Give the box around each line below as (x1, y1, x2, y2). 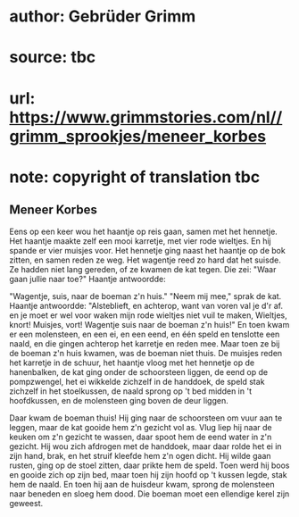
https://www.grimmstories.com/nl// (9, 107, 283, 127)
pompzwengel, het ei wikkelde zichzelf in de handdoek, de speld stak (9, 376, 265, 387)
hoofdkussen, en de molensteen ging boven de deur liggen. (9, 395, 229, 405)
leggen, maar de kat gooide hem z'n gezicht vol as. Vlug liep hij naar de (9, 421, 272, 432)
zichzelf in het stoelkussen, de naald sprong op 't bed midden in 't (9, 386, 253, 396)
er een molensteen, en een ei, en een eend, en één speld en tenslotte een (9, 329, 280, 339)
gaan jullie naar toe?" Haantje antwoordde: (9, 273, 167, 284)
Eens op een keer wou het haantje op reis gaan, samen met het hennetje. (9, 226, 278, 237)
